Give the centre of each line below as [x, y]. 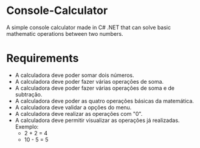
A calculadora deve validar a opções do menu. [73, 107]
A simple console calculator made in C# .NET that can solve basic [89, 27]
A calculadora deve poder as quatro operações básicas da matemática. [105, 101]
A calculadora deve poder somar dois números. [75, 75]
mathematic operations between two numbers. [65, 33]
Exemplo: [27, 126]
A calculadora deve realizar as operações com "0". [79, 113]
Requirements [43, 59]
